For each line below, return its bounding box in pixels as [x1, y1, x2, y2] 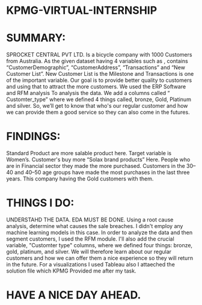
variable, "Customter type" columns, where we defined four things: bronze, [6, 242, 193, 248]
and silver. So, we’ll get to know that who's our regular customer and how [6, 102, 188, 109]
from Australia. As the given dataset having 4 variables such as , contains [6, 58, 188, 65]
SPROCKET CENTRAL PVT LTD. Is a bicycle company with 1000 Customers [6, 51, 192, 58]
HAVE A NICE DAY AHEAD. [6, 288, 141, 302]
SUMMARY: [6, 31, 66, 45]
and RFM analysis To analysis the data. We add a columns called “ [6, 90, 170, 97]
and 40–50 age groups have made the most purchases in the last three [14, 169, 190, 176]
